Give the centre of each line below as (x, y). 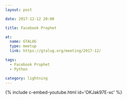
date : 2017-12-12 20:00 (30, 19)
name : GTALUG (23, 41)
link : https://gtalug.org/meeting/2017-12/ (55, 51)
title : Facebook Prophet (31, 28)
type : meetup (23, 46)
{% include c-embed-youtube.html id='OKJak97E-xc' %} (64, 92)
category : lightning (27, 78)
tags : (11, 60)
